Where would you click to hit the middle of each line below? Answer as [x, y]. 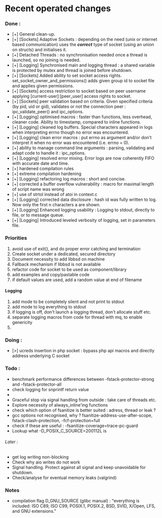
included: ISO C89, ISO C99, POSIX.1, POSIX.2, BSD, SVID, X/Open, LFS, [84, 506]
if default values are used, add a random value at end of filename [77, 280]
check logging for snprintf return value [51, 389]
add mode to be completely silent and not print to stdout [68, 302]
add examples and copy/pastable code [51, 274]
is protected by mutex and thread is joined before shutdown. [72, 71]
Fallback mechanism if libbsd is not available [56, 264]
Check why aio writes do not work [46, 462]
